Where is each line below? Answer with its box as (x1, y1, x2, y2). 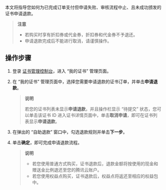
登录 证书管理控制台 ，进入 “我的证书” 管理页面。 (12, 68, 111, 74)
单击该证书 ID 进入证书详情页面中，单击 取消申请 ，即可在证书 (29, 112, 154, 118)
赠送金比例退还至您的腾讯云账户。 (32, 167, 102, 173)
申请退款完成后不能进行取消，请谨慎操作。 (24, 38, 112, 44)
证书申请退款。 (5, 10, 36, 16)
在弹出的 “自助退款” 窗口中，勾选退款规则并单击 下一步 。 (12, 129, 128, 135)
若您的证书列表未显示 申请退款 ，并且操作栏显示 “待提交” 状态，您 (24, 106, 157, 112)
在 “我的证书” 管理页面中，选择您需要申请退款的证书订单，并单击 (12, 79, 145, 85)
